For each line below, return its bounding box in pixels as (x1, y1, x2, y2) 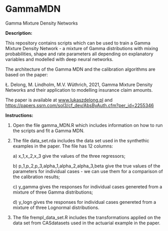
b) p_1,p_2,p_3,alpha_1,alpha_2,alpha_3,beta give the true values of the (12, 162, 160, 169)
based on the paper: (5, 71, 48, 77)
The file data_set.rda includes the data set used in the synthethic (12, 137, 150, 143)
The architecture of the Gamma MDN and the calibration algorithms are (5, 66, 156, 72)
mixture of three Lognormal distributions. (12, 204, 100, 211)
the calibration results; (12, 174, 60, 180)
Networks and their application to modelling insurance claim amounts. (5, 87, 153, 93)
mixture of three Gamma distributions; (12, 189, 93, 195)
